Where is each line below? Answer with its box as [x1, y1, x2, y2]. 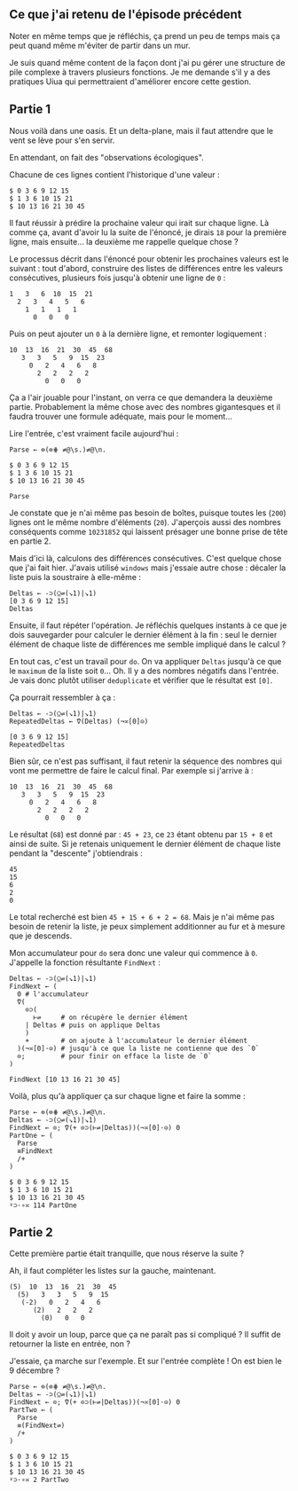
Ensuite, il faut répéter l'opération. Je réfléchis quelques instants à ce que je [9, 620, 287, 631]
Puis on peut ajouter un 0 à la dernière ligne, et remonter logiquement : [9, 328, 267, 339]
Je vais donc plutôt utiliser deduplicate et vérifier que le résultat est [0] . [9, 674, 273, 686]
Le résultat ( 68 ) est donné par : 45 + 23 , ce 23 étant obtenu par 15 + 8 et [9, 828, 273, 839]
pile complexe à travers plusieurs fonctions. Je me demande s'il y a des [9, 67, 271, 77]
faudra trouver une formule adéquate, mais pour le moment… [9, 411, 233, 421]
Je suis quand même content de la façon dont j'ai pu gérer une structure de [9, 57, 286, 67]
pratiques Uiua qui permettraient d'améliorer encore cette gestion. [9, 75, 252, 87]
